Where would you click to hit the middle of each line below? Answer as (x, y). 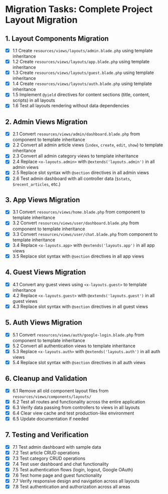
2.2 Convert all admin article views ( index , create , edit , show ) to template (88, 145)
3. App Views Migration (43, 200)
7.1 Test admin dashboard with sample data (57, 447)
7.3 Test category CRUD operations (49, 458)
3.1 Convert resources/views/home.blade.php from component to (79, 212)
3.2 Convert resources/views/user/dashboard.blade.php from (76, 223)
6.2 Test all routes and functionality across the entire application (79, 401)
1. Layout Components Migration (57, 38)
